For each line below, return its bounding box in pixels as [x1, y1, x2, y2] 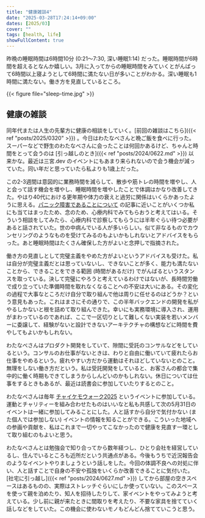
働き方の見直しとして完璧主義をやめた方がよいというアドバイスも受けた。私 [6, 252, 198, 259]
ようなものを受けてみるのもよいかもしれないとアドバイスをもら [38, 231, 199, 239]
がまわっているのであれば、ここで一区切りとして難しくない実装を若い [6, 313, 182, 320]
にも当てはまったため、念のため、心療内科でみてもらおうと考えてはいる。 [6, 209, 193, 216]
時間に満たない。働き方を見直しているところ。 [6, 78, 124, 85]
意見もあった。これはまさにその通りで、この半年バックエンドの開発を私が [11, 298, 199, 305]
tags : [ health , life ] [6, 32, 62, 38]
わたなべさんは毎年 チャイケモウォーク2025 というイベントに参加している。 [6, 393, 199, 400]
